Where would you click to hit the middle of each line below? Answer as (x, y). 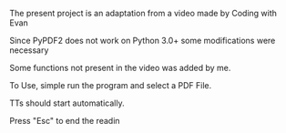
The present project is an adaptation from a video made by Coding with (143, 13)
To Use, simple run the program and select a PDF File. (111, 85)
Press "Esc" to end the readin (65, 121)
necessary (29, 50)
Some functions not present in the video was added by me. (120, 68)
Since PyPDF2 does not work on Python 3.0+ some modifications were (143, 41)
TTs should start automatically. (67, 103)
